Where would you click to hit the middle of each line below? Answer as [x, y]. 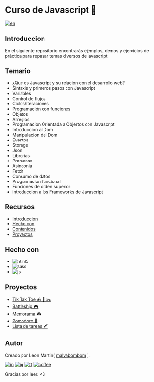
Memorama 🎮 [27, 314]
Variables [22, 93]
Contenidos [24, 229]
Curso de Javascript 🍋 [51, 10]
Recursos [20, 207]
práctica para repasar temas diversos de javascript [56, 56]
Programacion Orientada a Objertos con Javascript [63, 124]
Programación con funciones [41, 109]
